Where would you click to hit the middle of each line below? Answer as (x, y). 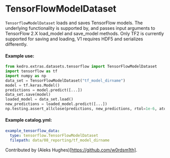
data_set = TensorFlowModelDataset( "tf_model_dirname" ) (65, 81)
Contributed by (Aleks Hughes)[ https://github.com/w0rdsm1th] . (71, 150)
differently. (16, 44)
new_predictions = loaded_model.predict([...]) (56, 104)
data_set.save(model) (28, 95)
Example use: (20, 56)
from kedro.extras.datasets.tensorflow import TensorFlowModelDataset (81, 67)
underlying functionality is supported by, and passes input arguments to (80, 28)
